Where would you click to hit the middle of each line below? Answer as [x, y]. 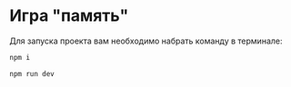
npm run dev [32, 73]
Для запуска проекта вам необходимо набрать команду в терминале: [146, 41]
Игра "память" [69, 16]
